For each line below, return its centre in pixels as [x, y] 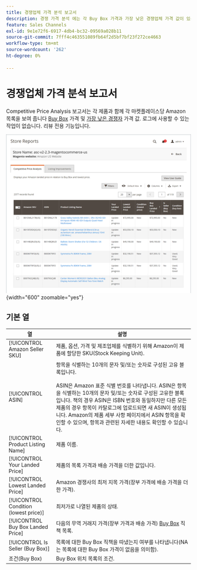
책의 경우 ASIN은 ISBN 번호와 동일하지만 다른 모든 [130, 400]
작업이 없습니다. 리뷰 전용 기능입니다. [48, 126]
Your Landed [24, 465]
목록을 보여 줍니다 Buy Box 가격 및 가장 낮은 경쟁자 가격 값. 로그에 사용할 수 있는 [98, 118]
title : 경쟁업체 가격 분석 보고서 [41, 12]
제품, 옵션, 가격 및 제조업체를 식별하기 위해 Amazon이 [117, 346]
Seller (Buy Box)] [29, 549]
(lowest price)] [26, 512]
